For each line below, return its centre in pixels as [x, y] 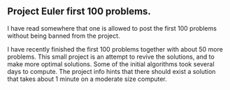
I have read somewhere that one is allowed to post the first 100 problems [112, 28]
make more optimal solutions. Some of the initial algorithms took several [111, 64]
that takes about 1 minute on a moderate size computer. [87, 79]
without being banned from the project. [64, 36]
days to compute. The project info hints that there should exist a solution [112, 71]
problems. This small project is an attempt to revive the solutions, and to [111, 57]
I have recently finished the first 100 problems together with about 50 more [115, 49]
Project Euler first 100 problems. [79, 12]
